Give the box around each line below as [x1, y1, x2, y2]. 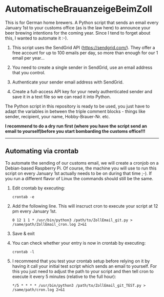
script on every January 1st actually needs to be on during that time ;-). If [5, 170, 152, 176]
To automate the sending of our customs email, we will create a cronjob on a [5, 160, 159, 166]
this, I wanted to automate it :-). [5, 35, 68, 41]
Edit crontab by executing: [12, 185, 65, 191]
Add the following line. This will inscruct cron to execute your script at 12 [12, 203, 159, 209]
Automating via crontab [5, 147, 79, 155]
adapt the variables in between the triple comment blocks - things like [5, 108, 145, 114]
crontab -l [12, 249, 35, 255]
